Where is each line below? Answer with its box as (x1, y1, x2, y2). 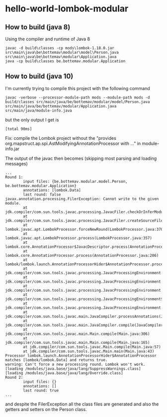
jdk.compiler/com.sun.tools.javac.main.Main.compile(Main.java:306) (5, 331, 150, 336)
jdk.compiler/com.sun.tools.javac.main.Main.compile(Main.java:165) (5, 340, 150, 345)
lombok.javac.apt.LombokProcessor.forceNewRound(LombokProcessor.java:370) (5, 227, 166, 232)
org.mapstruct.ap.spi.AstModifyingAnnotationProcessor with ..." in (5, 140, 141, 146)
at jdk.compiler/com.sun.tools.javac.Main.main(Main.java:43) (23, 349, 155, 354)
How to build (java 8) (5, 23, 71, 31)
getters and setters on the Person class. (5, 406, 87, 412)
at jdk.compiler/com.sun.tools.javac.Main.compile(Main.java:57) (23, 344, 162, 349)
